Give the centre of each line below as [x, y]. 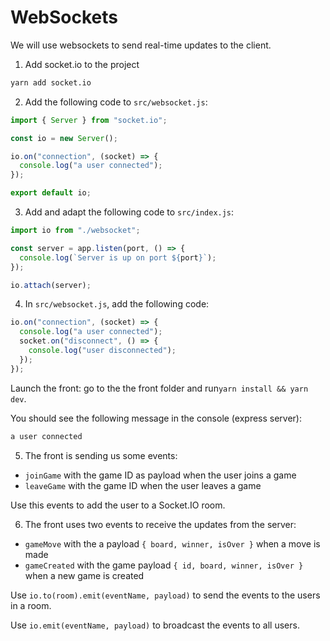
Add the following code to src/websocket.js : [116, 102]
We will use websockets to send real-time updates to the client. [141, 45]
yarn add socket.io [51, 82]
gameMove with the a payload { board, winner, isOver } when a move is [172, 543]
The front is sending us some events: [101, 455]
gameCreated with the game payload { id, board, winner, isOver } [164, 565]
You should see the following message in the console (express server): [156, 418]
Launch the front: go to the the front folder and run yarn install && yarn [159, 388]
